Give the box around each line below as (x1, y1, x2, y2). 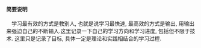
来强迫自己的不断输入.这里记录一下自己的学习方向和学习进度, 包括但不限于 (6, 28, 191, 35)
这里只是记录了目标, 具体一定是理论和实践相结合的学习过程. (14, 35, 161, 42)
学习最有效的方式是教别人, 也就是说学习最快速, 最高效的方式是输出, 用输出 (11, 20, 194, 27)
